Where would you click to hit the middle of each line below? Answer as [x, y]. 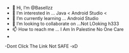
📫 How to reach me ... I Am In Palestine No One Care [68, 29]
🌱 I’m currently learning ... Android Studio [55, 18]
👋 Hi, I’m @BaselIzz [32, 8]
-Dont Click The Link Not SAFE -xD [41, 46]
